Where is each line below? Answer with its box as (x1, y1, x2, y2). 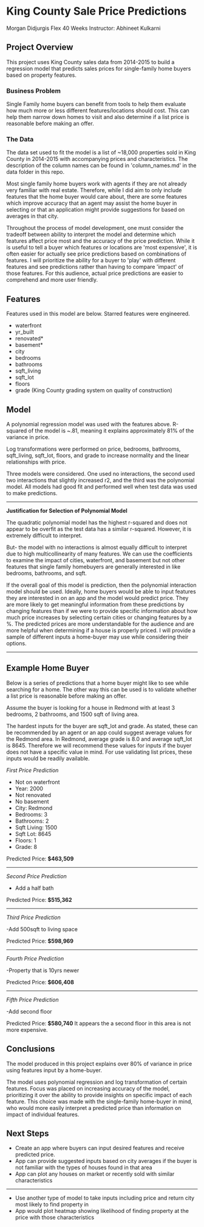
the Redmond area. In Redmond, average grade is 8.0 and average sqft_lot (6, 735, 192, 742)
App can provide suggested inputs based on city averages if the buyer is (15, 1157, 197, 1165)
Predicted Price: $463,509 (6, 855, 74, 862)
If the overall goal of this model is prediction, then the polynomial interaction (6, 581, 197, 588)
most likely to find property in (15, 1201, 89, 1208)
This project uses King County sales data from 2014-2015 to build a (6, 58, 175, 65)
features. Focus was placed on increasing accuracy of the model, (6, 1084, 170, 1092)
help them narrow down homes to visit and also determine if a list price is (6, 113, 189, 121)
